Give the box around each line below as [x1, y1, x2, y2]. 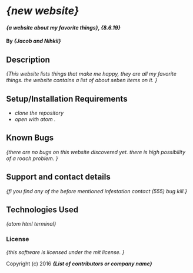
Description [6, 54, 50, 64]
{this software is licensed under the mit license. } [6, 248, 125, 255]
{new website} [6, 4, 79, 18]
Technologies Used [6, 205, 78, 215]
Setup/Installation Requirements [6, 93, 128, 104]
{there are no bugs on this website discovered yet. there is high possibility [6, 148, 186, 155]
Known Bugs [6, 133, 54, 143]
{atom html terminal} [6, 220, 56, 227]
